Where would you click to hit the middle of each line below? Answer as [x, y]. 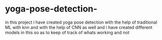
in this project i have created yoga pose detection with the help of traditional [81, 22]
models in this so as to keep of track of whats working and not [67, 32]
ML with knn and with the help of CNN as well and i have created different [79, 27]
